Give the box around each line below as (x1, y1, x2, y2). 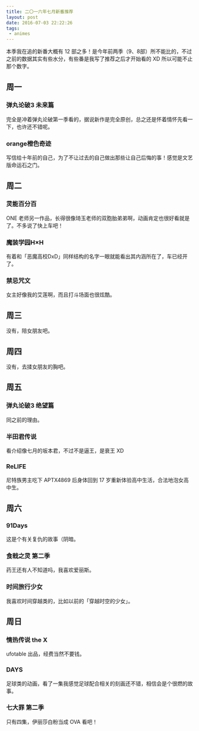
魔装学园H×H (6, 238, 44, 247)
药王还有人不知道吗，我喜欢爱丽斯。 (6, 566, 95, 574)
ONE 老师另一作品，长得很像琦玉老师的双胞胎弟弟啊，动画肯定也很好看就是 (6, 215, 190, 222)
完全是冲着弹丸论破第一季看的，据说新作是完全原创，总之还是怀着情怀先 (6, 115, 182, 122)
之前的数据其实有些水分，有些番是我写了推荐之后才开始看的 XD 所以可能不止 (6, 55, 193, 62)
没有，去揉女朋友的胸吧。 (6, 363, 69, 370)
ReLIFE (6, 462, 27, 470)
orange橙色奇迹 (6, 139, 52, 147)
